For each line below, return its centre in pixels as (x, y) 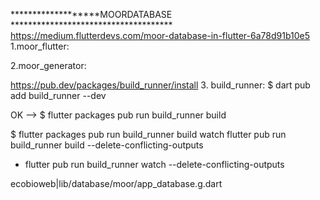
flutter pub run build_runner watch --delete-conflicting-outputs (154, 164)
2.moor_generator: (48, 65)
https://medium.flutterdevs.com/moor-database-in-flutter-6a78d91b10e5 (160, 35)
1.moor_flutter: (40, 46)
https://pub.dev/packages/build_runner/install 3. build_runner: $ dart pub (160, 85)
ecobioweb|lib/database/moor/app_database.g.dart (116, 183)
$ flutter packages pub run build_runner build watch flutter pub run (148, 134)
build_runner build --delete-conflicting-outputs (107, 145)
